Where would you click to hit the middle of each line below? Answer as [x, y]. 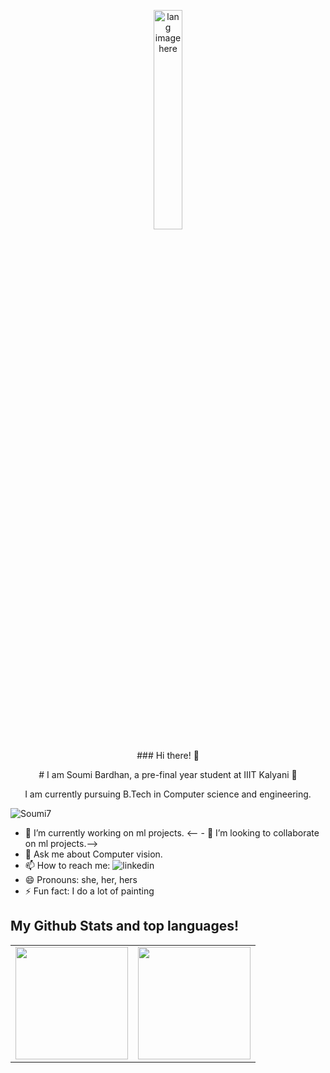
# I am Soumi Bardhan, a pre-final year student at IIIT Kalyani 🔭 [168, 774]
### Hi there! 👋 [168, 755]
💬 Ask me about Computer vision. [93, 854]
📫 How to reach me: [67, 865]
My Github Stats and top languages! [125, 926]
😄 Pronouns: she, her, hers [81, 879]
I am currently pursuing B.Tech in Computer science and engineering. [168, 794]
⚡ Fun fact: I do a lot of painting [89, 891]
